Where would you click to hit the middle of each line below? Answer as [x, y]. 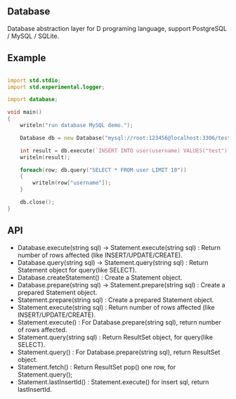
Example [27, 58]
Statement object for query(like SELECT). [77, 270]
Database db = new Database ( [63, 138]
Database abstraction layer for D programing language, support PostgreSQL [117, 28]
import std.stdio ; [34, 80]
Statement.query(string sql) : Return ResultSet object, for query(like [115, 337]
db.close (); [37, 202]
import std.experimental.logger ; [56, 87]
